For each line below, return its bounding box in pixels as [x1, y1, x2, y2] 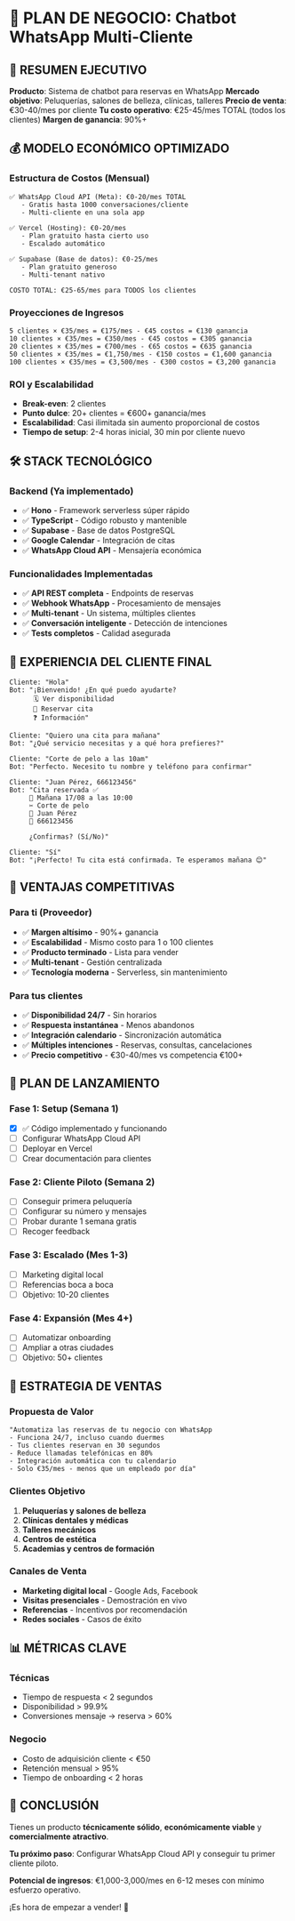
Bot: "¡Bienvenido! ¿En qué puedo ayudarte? [9, 686, 177, 695]
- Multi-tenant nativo [20, 270, 105, 279]
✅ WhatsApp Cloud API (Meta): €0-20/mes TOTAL [9, 192, 187, 201]
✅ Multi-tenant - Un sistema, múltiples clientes [21, 608, 196, 619]
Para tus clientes [9, 989, 84, 1001]
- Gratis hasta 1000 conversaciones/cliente [20, 200, 189, 209]
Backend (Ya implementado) [9, 485, 134, 497]
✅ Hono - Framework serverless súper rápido [21, 504, 190, 515]
